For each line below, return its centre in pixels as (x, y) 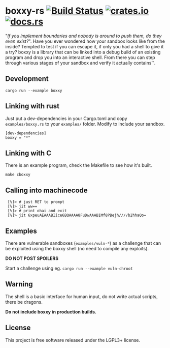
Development (27, 79)
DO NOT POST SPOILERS (32, 258)
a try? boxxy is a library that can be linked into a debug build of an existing (83, 52)
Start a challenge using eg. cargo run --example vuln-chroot (69, 268)
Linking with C (28, 153)
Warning (19, 284)
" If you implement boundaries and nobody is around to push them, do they (83, 36)
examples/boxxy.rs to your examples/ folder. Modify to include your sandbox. (85, 124)
